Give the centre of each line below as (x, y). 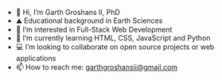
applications (36, 58)
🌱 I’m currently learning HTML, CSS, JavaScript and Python (113, 38)
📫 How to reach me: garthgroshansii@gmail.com (96, 67)
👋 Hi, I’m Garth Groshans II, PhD (68, 12)
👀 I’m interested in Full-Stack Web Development (94, 29)
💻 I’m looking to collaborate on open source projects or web (115, 47)
